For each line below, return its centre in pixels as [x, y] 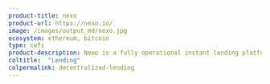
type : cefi [27, 46]
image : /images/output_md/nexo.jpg [68, 30]
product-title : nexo [43, 16]
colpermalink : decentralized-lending [72, 68]
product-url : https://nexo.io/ [61, 23]
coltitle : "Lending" [45, 61]
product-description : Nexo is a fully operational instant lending [124, 53]
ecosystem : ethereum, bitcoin [59, 38]
